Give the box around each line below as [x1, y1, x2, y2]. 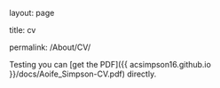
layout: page [9, 8, 55, 18]
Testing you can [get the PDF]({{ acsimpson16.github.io [9, 60, 211, 69]
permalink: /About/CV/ [9, 42, 91, 52]
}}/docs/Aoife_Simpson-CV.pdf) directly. [9, 68, 157, 79]
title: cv [9, 25, 36, 35]
